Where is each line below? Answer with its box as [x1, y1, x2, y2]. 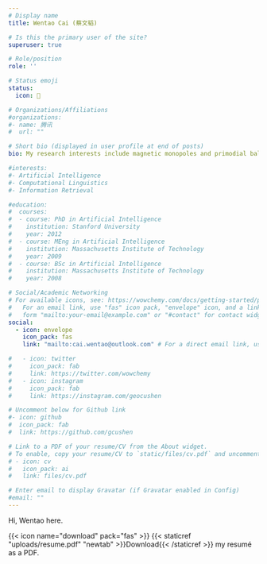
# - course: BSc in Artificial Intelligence [8, 260, 161, 268]
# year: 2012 [8, 230, 62, 238]
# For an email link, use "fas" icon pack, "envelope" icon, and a [8, 303, 244, 311]
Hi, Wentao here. [8, 516, 64, 525]
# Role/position [8, 55, 62, 64]
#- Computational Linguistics [8, 179, 109, 187]
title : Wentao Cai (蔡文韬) [8, 19, 98, 27]
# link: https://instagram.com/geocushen [8, 392, 161, 400]
